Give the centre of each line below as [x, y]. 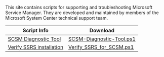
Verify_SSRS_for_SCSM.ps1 [101, 47]
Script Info [36, 31]
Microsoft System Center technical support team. [56, 18]
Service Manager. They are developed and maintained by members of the [82, 13]
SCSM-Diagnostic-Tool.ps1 [102, 39]
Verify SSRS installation [36, 47]
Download [102, 31]
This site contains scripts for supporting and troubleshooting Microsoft [79, 7]
